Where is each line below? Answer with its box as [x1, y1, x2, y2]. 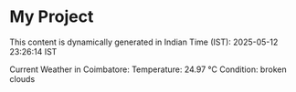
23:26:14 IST [9, 46, 58, 56]
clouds [9, 73, 36, 84]
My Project [9, 6, 94, 27]
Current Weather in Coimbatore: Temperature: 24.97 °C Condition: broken [9, 64, 287, 75]
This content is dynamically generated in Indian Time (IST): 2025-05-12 [9, 36, 279, 47]
